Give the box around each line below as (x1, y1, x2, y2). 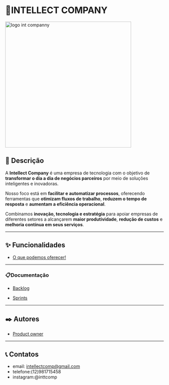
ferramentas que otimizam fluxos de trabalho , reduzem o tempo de (5, 196, 147, 202)
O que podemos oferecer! (12, 254, 66, 260)
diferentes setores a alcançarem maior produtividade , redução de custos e (5, 216, 163, 222)
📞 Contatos (5, 350, 39, 359)
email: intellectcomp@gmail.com (12, 363, 80, 369)
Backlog (12, 285, 30, 291)
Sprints (12, 295, 28, 301)
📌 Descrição (5, 156, 44, 165)
